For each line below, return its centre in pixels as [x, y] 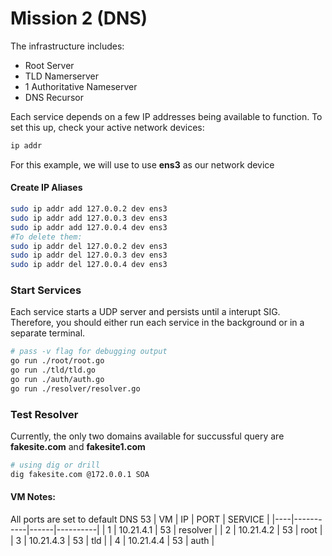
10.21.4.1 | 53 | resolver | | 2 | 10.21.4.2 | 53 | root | [220, 530]
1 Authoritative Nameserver [81, 86]
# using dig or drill [55, 465]
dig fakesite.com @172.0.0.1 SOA [80, 474]
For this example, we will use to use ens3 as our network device [142, 164]
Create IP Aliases [46, 188]
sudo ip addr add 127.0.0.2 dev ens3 [89, 209]
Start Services [46, 290]
